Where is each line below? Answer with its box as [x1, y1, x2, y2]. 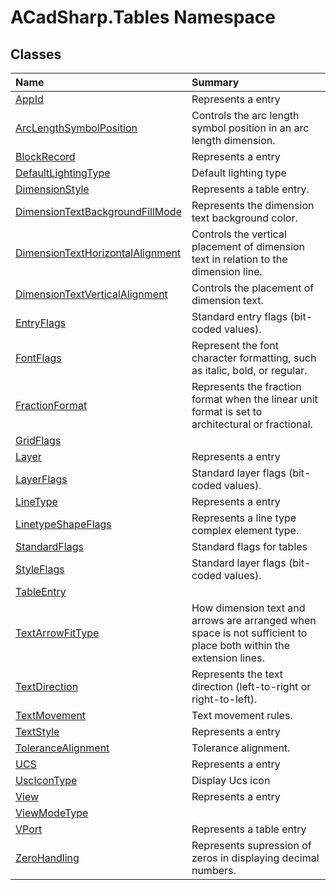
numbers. [191, 864, 237, 877]
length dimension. [191, 134, 276, 147]
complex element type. [191, 524, 300, 537]
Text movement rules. [191, 709, 293, 722]
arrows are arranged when [191, 614, 317, 627]
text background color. [191, 211, 298, 225]
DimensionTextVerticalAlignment [15, 287, 168, 301]
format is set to [191, 405, 263, 418]
